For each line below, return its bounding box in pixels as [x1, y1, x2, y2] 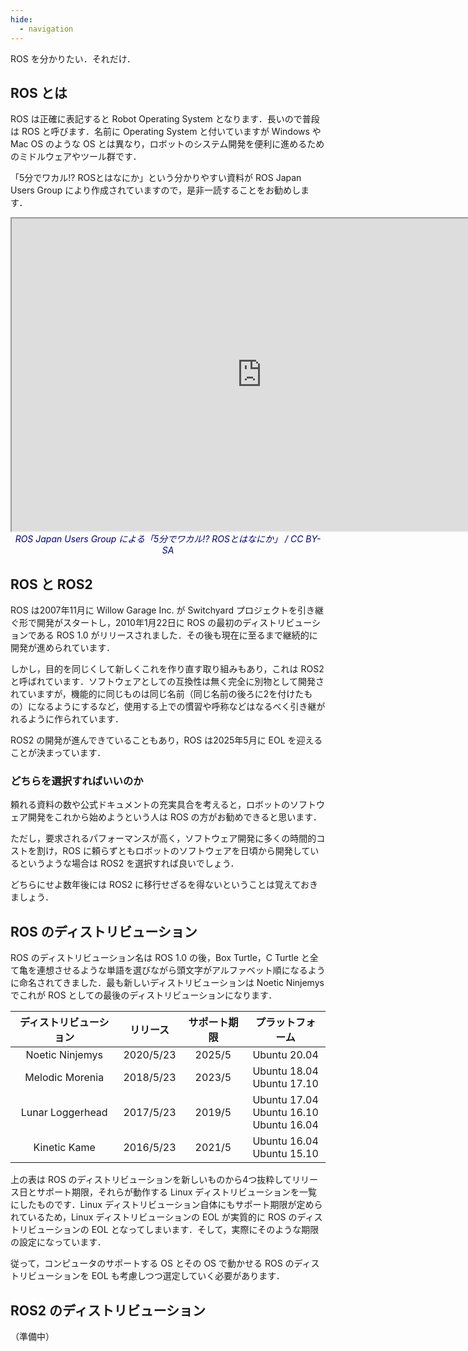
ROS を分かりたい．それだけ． [10, 52, 136, 65]
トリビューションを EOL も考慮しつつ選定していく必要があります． [10, 1270, 285, 1282]
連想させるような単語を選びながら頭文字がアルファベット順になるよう [36, 964, 326, 976]
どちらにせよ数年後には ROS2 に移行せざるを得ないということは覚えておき [10, 879, 318, 891]
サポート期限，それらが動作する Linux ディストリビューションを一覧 [36, 1186, 318, 1198]
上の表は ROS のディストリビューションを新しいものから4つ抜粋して [10, 1174, 292, 1186]
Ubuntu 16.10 [252, 1106, 319, 1120]
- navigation [19, 24, 74, 34]
